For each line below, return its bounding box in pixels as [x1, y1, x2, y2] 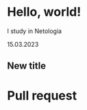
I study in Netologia [7, 27, 62, 35]
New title [7, 60, 47, 72]
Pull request [7, 87, 77, 103]
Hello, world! [7, 4, 82, 20]
